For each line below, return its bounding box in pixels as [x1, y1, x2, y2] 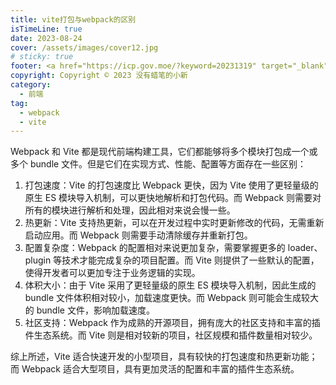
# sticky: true [10, 52, 74, 62]
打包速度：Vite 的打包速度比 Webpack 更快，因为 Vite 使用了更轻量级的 [24, 179, 319, 191]
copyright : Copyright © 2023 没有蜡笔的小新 [10, 71, 188, 81]
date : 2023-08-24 [10, 33, 83, 43]
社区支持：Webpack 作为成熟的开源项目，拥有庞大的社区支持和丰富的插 [24, 317, 321, 329]
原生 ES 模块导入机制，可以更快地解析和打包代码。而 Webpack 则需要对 [24, 192, 322, 204]
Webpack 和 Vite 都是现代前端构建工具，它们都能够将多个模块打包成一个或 [10, 146, 318, 158]
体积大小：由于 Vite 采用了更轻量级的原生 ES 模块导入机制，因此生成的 [24, 279, 317, 291]
